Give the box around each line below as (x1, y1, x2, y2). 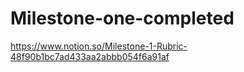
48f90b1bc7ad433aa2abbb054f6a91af (10, 50, 170, 62)
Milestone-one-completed (10, 7, 235, 30)
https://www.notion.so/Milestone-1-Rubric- (10, 40, 188, 52)
